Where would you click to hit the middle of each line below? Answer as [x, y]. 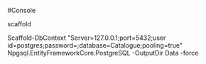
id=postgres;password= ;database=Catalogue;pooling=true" [95, 45]
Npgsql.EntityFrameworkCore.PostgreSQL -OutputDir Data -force [103, 53]
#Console [22, 10]
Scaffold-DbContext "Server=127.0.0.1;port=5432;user [87, 38]
